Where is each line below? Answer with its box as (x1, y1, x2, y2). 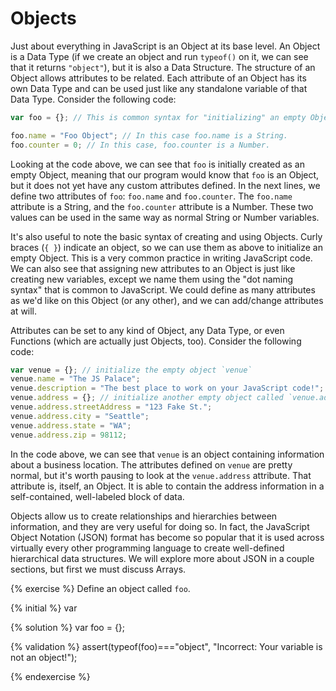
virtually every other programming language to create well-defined (10, 542, 285, 554)
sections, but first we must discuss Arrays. (10, 563, 187, 575)
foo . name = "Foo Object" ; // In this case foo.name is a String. (10, 130, 288, 141)
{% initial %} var (10, 602, 78, 614)
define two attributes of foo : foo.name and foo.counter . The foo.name (10, 190, 293, 202)
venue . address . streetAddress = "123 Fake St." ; (10, 402, 213, 412)
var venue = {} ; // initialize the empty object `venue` (10, 365, 253, 375)
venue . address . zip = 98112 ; (10, 430, 128, 440)
